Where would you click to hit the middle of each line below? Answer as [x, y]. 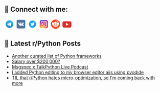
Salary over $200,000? [36, 61]
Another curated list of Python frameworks [57, 56]
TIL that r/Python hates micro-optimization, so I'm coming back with [83, 78]
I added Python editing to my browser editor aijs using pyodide [78, 72]
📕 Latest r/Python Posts [43, 44]
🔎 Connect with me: [36, 9]
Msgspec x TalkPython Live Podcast [50, 66]
